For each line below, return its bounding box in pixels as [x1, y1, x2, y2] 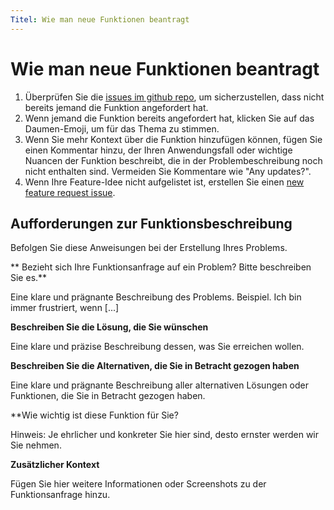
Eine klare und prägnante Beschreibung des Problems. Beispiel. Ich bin [10, 291, 302, 303]
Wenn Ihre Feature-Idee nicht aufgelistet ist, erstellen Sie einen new [24, 176, 305, 188]
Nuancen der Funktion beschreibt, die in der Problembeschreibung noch [24, 154, 323, 166]
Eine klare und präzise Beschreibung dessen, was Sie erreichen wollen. [10, 341, 305, 353]
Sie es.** [10, 272, 48, 284]
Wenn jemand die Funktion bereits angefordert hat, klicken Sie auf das [24, 112, 315, 124]
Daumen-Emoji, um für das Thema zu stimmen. [24, 122, 220, 135]
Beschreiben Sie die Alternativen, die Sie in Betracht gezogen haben [10, 360, 300, 372]
